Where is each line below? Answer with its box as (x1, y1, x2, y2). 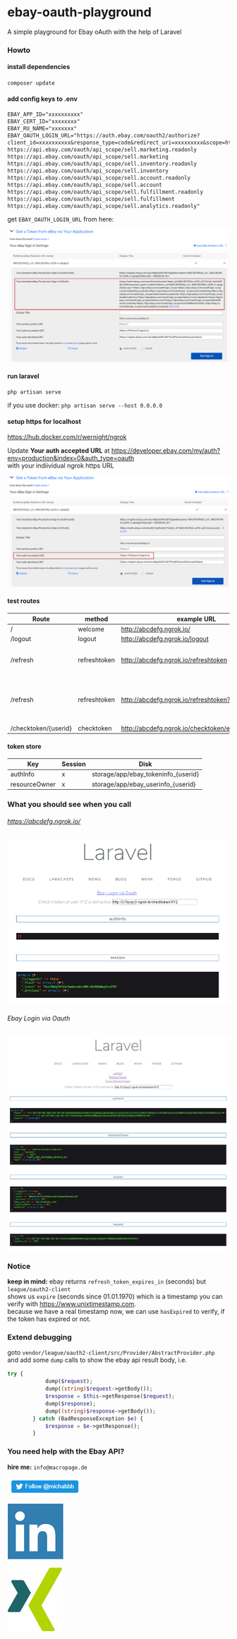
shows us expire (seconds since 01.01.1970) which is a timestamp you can (7, 1292, 224, 1301)
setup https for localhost (7, 417, 81, 425)
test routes (7, 597, 40, 605)
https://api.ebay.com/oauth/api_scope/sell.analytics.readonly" (7, 202, 200, 210)
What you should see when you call (7, 799, 132, 809)
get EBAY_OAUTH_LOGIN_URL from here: (7, 215, 114, 224)
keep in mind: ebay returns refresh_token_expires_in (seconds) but (7, 1277, 207, 1286)
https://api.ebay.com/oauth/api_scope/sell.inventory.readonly (7, 160, 197, 168)
